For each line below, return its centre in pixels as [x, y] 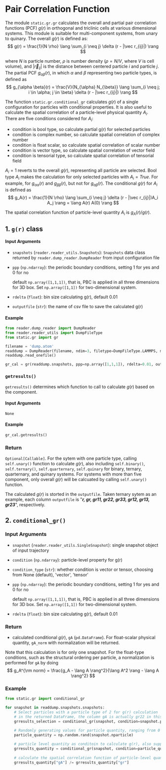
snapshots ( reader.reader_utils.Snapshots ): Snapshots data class [79, 252]
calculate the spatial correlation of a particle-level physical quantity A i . [77, 113]
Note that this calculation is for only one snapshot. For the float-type [75, 652]
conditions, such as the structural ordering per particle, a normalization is [80, 657]
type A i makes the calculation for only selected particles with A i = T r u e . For [82, 177]
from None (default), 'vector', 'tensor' [50, 574]
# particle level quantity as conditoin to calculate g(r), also [83, 744]
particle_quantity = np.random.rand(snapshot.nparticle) [74, 735]
